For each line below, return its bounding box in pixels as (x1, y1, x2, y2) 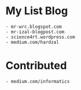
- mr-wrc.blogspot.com (5, 24, 62, 30)
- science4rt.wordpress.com (5, 34, 76, 40)
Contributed (5, 59, 67, 72)
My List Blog (5, 4, 68, 18)
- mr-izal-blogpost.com (5, 28, 65, 35)
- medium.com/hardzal (5, 39, 60, 45)
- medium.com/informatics (5, 78, 70, 84)
